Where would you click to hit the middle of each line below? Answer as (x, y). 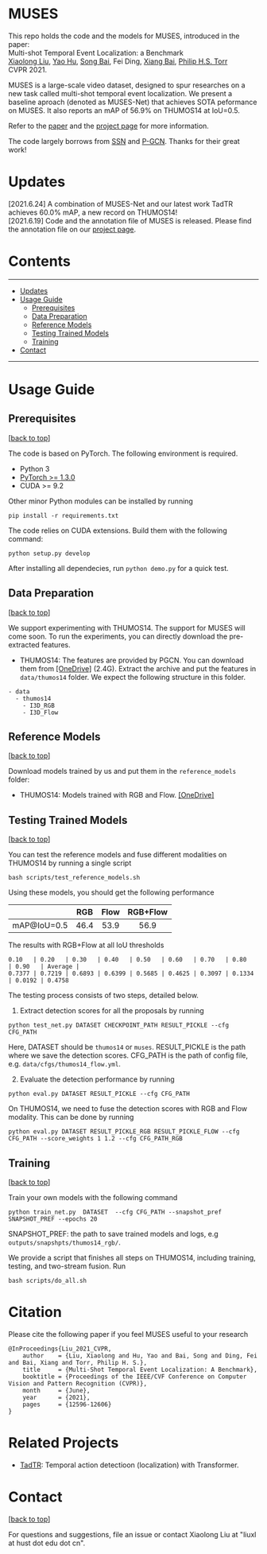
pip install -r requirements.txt (64, 515)
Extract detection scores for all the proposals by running (112, 1011)
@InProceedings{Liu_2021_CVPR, (60, 1349)
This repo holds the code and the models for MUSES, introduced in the (124, 36)
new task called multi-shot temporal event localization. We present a (120, 93)
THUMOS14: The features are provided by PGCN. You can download (132, 660)
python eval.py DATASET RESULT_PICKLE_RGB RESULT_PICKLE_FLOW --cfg (124, 1132)
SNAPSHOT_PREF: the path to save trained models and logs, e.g (113, 1234)
